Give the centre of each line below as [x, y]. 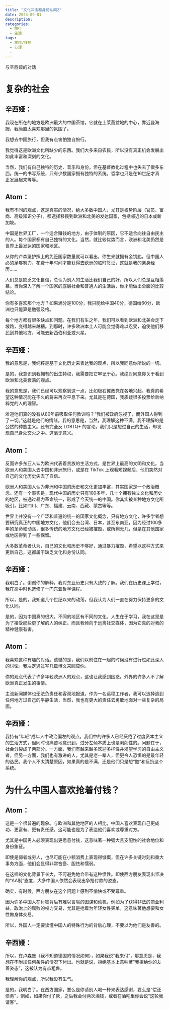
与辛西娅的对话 [21, 67]
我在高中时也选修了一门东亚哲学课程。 [45, 589]
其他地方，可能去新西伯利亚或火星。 [51, 333]
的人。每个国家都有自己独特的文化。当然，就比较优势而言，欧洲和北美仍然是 [84, 240]
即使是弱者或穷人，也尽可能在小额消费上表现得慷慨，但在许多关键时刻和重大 [84, 857]
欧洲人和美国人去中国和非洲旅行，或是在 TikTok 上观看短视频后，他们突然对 [84, 470]
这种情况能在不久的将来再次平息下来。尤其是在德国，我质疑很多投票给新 [84, 397]
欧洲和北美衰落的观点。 [29, 380]
